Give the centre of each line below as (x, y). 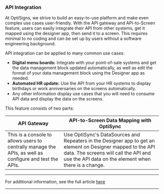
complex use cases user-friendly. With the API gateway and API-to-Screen (80, 23)
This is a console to (30, 135)
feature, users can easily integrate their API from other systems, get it (75, 28)
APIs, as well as (25, 153)
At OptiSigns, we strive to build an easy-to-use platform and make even (77, 18)
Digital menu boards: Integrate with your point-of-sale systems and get (84, 63)
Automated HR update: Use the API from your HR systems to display (82, 83)
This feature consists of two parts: (40, 108)
